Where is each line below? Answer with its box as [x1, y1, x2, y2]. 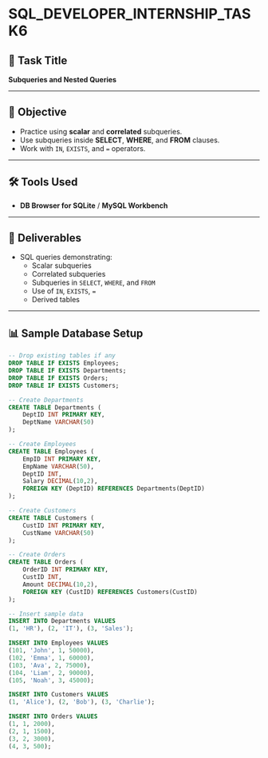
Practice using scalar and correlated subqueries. [19, 126, 183, 136]
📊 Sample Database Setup [8, 326, 144, 340]
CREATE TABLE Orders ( [8, 558, 84, 566]
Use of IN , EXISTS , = [31, 286, 97, 296]
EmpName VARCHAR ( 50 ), [22, 462, 94, 470]
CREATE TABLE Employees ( [8, 447, 94, 456]
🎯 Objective [8, 106, 67, 119]
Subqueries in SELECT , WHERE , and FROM [31, 277, 156, 288]
